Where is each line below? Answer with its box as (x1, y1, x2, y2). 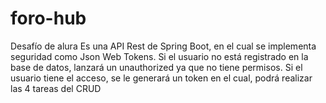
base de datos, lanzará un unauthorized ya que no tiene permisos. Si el (10, 61, 303, 73)
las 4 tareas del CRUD (10, 82, 102, 94)
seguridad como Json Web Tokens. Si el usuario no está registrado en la (10, 50, 309, 62)
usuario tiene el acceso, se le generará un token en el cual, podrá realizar (10, 72, 313, 84)
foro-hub (10, 7, 87, 30)
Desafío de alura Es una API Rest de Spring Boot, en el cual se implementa (10, 40, 317, 52)
